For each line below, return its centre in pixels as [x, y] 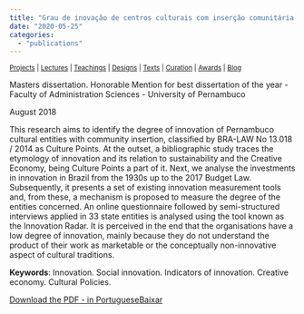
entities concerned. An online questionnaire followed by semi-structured [145, 207]
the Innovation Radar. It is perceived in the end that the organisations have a [151, 226]
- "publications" [50, 43]
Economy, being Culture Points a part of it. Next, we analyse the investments [152, 168]
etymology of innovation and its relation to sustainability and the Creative [146, 159]
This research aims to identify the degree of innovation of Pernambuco [142, 130]
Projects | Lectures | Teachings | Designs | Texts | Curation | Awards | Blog [126, 68]
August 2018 [33, 112]
